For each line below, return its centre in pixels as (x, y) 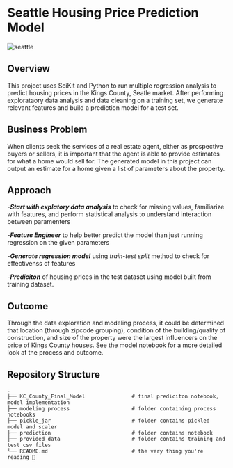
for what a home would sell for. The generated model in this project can (110, 161)
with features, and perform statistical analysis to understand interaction (110, 214)
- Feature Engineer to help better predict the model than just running (105, 235)
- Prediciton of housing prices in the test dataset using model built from (109, 277)
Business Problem (47, 130)
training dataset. (31, 284)
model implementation (39, 403)
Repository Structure (54, 374)
